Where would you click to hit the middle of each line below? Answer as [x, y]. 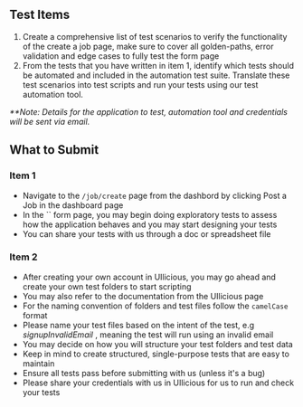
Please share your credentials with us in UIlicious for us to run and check [158, 383]
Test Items [40, 15]
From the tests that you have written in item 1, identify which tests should [158, 65]
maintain [38, 363]
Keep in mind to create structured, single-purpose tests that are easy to [156, 354]
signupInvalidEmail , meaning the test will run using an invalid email [148, 335]
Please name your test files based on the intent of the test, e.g [138, 325]
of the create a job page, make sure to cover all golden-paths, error [148, 46]
